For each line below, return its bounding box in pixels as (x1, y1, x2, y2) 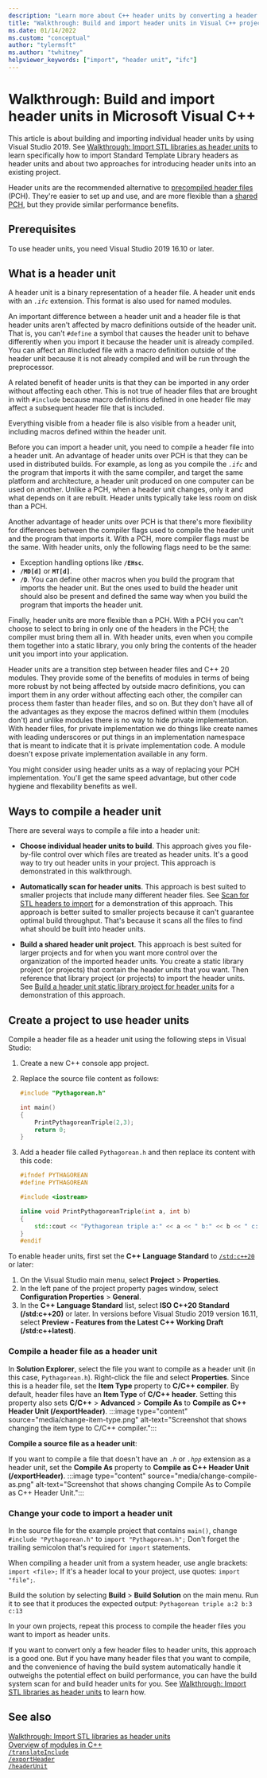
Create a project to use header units (8, 1013, 190, 1027)
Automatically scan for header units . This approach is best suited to (19, 882, 246, 892)
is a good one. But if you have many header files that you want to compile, (8, 1653, 251, 1663)
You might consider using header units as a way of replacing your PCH (8, 765, 240, 774)
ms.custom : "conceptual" (8, 33, 91, 42)
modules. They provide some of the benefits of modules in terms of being (8, 673, 250, 683)
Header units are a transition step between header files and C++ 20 (8, 665, 230, 675)
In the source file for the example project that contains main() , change (8, 1525, 238, 1535)
